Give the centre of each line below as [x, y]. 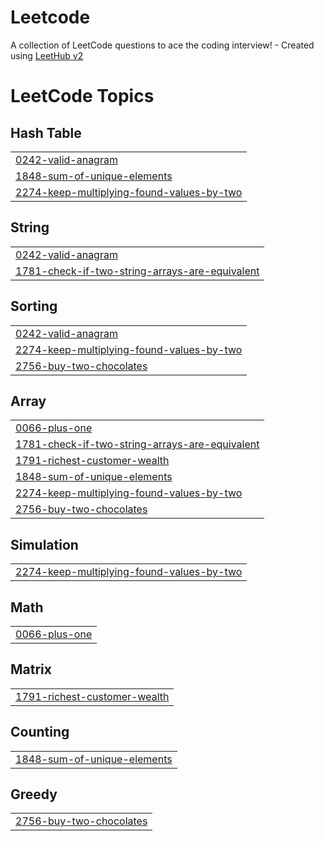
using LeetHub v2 [47, 55]
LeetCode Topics [82, 96]
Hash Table [46, 132]
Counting [40, 732]
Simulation [44, 544]
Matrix [31, 669]
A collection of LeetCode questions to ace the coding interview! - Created [162, 45]
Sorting [34, 306]
